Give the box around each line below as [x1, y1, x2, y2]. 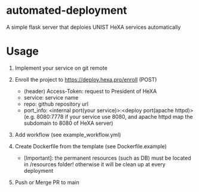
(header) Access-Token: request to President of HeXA [23, 88, 157, 95]
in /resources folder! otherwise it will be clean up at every [23, 160, 166, 168]
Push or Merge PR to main [14, 178, 79, 186]
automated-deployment [6, 4, 127, 17]
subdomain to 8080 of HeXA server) [23, 119, 114, 127]
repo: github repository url [23, 100, 88, 107]
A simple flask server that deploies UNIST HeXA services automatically [6, 23, 181, 31]
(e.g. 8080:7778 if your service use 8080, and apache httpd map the [23, 113, 193, 120]
